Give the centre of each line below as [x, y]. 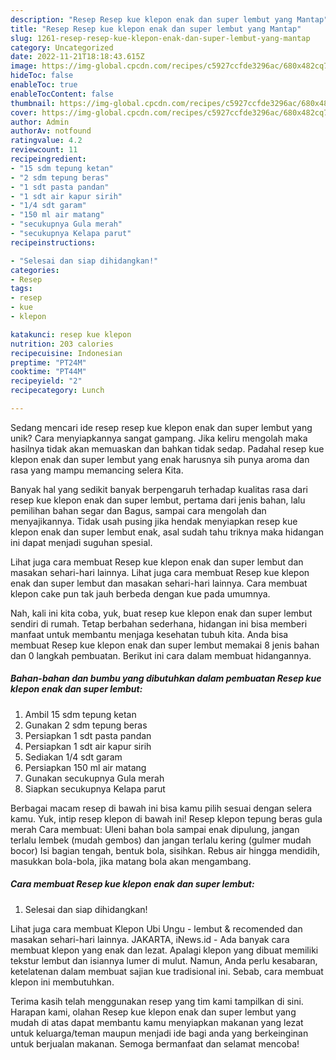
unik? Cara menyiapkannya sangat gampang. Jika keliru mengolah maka [159, 438]
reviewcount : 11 [44, 150]
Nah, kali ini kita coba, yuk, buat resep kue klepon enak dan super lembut [161, 613]
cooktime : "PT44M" [48, 372]
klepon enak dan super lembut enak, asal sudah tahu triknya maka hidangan [167, 532]
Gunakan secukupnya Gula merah [94, 778]
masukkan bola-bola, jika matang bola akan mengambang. [131, 861]
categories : [35, 270]
